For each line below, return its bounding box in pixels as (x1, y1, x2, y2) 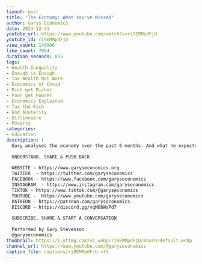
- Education (6, 131, 36, 138)
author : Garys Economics (6, 20, 69, 26)
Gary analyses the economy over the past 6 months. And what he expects (11, 142, 198, 149)
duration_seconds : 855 (6, 53, 63, 59)
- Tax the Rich (6, 103, 44, 110)
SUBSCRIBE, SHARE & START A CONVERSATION (11, 215, 117, 221)
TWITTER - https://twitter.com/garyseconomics (11, 170, 133, 177)
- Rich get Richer (6, 87, 52, 93)
